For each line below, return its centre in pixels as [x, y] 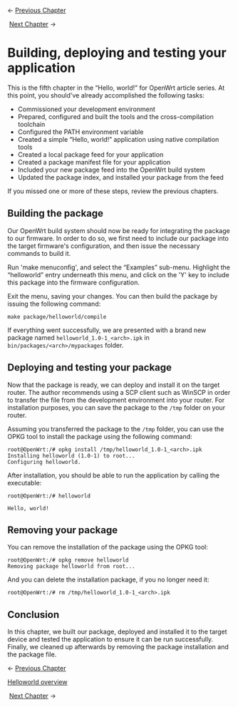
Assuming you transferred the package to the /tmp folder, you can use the [116, 429]
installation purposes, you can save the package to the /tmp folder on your [117, 407]
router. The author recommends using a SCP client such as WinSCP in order [119, 392]
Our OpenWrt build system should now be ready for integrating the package [119, 230]
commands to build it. [39, 253]
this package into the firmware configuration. [74, 282]
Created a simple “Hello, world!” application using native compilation [118, 139]
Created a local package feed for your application [90, 154]
